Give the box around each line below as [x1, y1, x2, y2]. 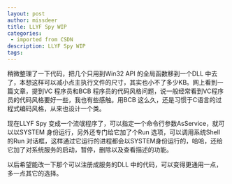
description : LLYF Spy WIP [7, 43, 86, 50]
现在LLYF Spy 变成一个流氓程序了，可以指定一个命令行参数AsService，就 [7, 119, 219, 127]
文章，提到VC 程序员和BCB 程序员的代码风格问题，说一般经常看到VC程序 [13, 87, 224, 95]
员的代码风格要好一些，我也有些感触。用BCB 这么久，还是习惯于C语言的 [7, 95, 216, 104]
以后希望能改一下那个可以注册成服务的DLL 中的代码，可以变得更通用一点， [7, 160, 222, 169]
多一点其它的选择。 [7, 169, 63, 177]
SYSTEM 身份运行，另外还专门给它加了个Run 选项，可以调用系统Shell [19, 127, 221, 136]
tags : [7, 50, 23, 57]
